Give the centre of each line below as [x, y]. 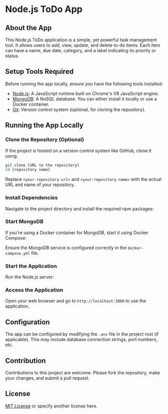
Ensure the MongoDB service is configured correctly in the [66, 248]
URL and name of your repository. [40, 185]
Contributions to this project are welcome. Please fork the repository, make [83, 373]
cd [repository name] [28, 170]
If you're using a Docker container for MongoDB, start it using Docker [77, 233]
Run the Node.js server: [30, 277]
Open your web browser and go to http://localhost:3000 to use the [76, 301]
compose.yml [18, 253]
